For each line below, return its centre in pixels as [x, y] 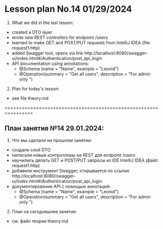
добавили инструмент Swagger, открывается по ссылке [70, 171]
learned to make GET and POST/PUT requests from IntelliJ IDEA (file [81, 42]
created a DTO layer [32, 32]
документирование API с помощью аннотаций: [61, 186]
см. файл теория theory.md [40, 221]
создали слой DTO [31, 150]
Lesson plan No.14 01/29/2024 [68, 9]
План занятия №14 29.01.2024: [54, 129]
